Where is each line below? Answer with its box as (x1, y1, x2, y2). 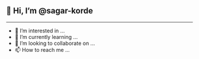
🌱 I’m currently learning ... (14, 33, 78, 40)
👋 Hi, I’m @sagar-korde (6, 6, 94, 16)
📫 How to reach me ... (14, 46, 70, 53)
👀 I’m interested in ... (14, 27, 65, 34)
